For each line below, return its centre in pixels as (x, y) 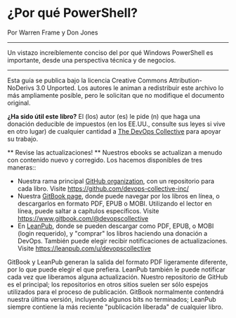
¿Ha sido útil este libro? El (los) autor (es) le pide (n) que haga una (104, 116)
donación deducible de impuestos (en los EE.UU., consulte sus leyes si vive (117, 124)
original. (19, 103)
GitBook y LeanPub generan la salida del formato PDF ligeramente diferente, (118, 262)
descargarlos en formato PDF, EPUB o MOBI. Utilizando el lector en (114, 203)
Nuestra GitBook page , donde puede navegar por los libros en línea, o (118, 196)
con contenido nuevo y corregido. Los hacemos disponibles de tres (105, 160)
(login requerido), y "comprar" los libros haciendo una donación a (112, 233)
